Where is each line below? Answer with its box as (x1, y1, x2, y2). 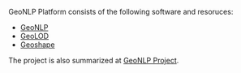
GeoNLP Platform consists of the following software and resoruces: (8, 7, 234, 16)
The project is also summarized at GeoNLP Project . (8, 56, 179, 65)
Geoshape (19, 40, 55, 49)
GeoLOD (19, 32, 49, 41)
